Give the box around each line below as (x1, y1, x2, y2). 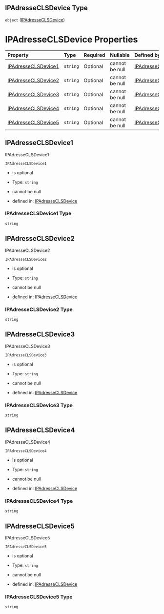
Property (7, 51, 29, 58)
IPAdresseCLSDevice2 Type (5, 306, 73, 313)
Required (83, 51, 105, 58)
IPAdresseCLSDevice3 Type (5, 402, 73, 409)
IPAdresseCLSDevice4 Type (5, 497, 73, 504)
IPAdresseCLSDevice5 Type (5, 593, 73, 600)
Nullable (109, 51, 130, 58)
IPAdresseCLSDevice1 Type (5, 210, 72, 217)
